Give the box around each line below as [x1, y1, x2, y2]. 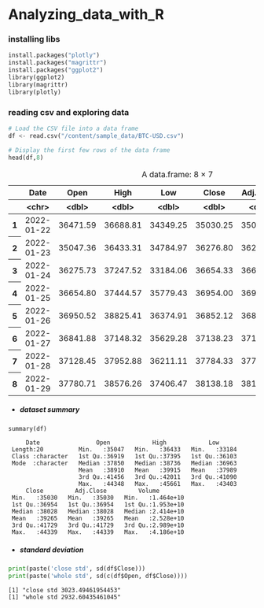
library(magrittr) [8, 80, 68, 88]
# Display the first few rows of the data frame [8, 146, 170, 154]
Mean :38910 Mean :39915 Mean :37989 [78, 466, 237, 474]
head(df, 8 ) [8, 154, 44, 161]
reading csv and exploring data [8, 106, 130, 117]
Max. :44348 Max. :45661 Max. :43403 [78, 480, 237, 488]
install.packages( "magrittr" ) [8, 59, 108, 67]
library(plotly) [8, 88, 61, 96]
